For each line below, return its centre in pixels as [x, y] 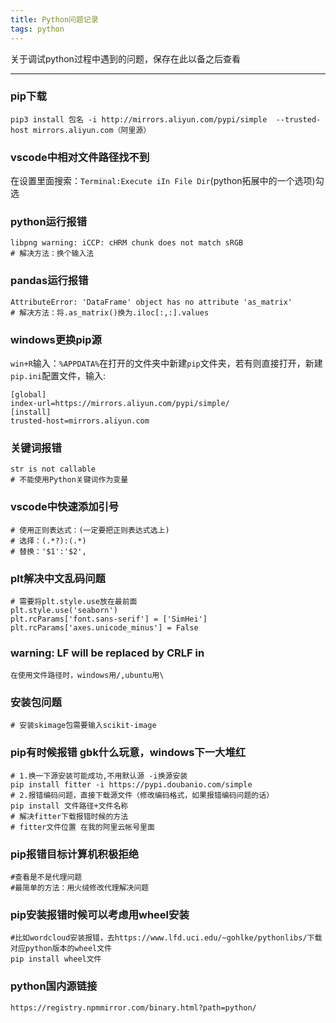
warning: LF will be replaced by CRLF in [107, 653]
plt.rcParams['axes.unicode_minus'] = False [104, 627]
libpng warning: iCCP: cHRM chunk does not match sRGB [127, 243]
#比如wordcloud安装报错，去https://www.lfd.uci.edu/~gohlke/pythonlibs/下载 [166, 938]
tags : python [37, 29]
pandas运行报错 [49, 281]
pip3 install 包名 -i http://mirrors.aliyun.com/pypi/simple [139, 119]
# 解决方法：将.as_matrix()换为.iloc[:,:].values [110, 312]
